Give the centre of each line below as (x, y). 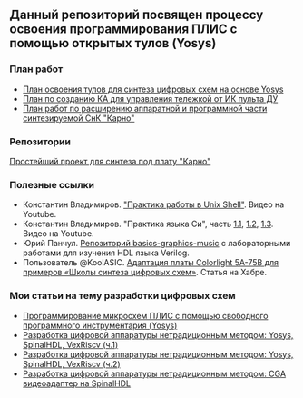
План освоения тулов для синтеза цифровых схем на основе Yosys (153, 89)
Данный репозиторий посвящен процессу (137, 15)
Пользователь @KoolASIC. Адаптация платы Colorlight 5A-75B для (151, 263)
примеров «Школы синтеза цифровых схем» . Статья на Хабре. (145, 273)
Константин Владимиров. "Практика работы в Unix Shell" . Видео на (153, 204)
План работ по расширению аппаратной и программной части (145, 108)
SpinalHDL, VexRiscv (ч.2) (71, 363)
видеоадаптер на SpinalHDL (77, 383)
